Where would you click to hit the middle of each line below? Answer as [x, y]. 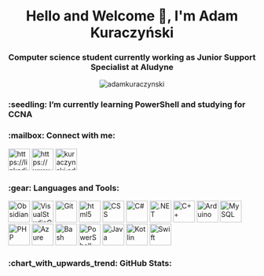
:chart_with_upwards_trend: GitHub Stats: [90, 263]
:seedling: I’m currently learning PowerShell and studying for [127, 105]
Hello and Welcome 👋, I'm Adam [132, 16]
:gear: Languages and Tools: [64, 188]
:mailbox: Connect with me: [62, 135]
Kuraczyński [132, 33]
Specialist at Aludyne [132, 68]
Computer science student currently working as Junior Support [132, 57]
